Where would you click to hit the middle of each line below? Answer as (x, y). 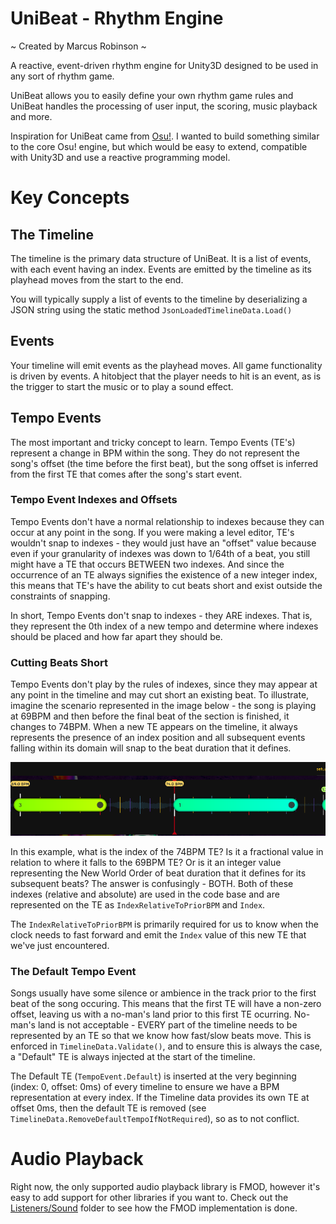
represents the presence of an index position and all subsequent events (158, 738)
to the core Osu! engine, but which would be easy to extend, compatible (159, 146)
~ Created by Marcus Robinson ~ (78, 46)
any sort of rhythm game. (62, 76)
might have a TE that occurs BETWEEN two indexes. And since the (147, 564)
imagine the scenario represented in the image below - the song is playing (163, 706)
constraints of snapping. (60, 596)
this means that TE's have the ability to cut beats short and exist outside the (166, 585)
